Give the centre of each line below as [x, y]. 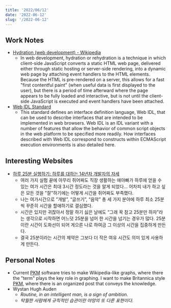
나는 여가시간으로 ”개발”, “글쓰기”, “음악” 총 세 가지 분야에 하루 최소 [87, 199]
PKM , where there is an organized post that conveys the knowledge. [84, 283]
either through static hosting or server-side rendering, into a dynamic [93, 69]
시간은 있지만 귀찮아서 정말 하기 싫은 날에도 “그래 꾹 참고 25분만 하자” [90, 212]
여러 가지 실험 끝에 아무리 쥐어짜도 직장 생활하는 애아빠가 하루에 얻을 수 [91, 180]
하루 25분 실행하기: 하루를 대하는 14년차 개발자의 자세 [66, 174]
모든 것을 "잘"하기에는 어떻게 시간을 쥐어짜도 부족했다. [80, 193]
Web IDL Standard [32, 107]
